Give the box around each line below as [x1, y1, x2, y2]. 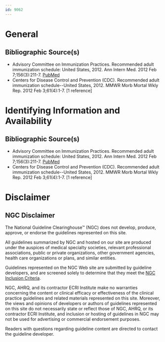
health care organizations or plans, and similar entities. [5, 255, 117, 261]
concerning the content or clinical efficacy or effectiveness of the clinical [5, 290, 154, 296]
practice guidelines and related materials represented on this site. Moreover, [5, 295, 161, 301]
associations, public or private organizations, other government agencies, [5, 250, 155, 256]
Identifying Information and [5, 105, 120, 116]
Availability [5, 115, 52, 127]
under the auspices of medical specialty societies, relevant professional [5, 244, 152, 250]
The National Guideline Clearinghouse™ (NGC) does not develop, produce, [5, 224, 157, 230]
